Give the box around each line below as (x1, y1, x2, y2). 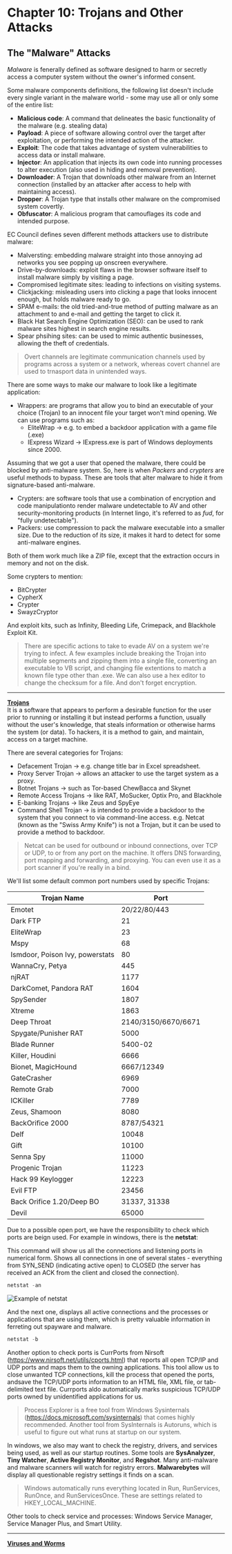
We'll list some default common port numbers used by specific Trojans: (7, 877, 210, 885)
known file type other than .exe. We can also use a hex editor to (23, 672, 206, 679)
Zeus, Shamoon (10, 1107, 62, 1117)
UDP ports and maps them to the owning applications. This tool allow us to (7, 1363, 220, 1371)
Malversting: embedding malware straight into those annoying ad (17, 251, 202, 259)
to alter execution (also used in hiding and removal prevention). (17, 166, 197, 173)
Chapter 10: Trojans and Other (7, 5, 184, 21)
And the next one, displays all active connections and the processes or (7, 1307, 209, 1316)
